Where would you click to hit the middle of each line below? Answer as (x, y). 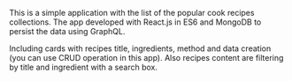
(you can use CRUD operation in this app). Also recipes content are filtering (146, 58)
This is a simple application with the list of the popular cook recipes (132, 13)
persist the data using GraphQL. (67, 31)
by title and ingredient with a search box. (83, 67)
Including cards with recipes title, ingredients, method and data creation (140, 48)
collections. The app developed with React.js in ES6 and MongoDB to (135, 22)
